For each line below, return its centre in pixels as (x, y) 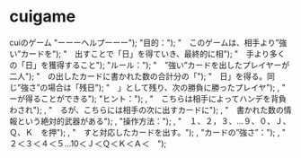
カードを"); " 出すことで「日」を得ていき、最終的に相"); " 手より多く (153, 53)
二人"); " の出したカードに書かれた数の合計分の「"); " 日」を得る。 (138, 76)
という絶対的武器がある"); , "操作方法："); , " (99, 121)
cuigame (43, 17)
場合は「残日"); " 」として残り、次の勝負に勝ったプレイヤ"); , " (167, 87)
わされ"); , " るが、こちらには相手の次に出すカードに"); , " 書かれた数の (147, 110)
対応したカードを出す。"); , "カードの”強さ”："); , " (192, 132)
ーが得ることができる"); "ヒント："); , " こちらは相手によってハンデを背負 (148, 98)
